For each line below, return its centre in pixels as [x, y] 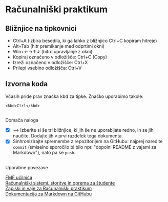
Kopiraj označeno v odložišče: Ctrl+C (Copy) [60, 57]
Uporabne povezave [27, 167]
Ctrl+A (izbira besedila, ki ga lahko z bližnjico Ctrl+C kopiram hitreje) [85, 41]
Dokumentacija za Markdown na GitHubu [49, 194]
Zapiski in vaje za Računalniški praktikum [49, 188]
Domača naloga [22, 120]
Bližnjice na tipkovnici [41, 28]
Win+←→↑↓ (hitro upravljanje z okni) [52, 52]
